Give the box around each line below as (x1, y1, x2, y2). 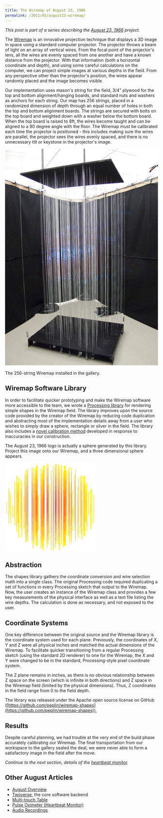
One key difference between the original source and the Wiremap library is (5, 632, 154, 637)
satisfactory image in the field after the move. (5, 750, 96, 756)
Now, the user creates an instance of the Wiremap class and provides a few (5, 589, 156, 595)
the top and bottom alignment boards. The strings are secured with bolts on (5, 108, 156, 114)
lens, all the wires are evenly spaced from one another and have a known (5, 52, 151, 58)
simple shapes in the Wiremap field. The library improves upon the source (5, 407, 153, 413)
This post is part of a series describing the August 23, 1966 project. (5, 27, 140, 33)
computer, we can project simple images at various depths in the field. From (5, 67, 157, 73)
